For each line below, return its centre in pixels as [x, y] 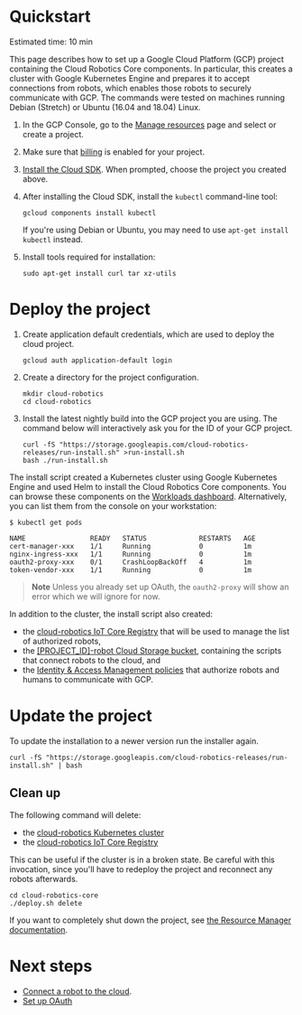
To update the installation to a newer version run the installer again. [134, 741]
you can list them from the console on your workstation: [113, 506]
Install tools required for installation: [89, 257]
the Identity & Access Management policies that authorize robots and [151, 670]
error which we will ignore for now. [96, 596]
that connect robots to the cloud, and [91, 660]
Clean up [35, 793]
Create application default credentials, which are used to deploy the [148, 334]
